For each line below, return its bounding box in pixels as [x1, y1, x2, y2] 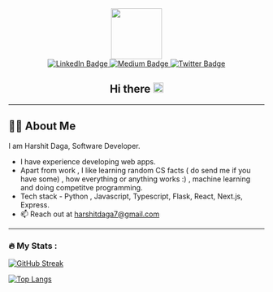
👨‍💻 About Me [8, 120, 76, 133]
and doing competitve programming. [19, 182, 144, 192]
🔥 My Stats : [8, 240, 58, 251]
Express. [19, 199, 50, 210]
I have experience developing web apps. [19, 156, 156, 166]
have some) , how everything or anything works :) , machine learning [19, 174, 251, 184]
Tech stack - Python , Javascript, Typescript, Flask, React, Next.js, [19, 191, 243, 201]
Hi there [109, 82, 151, 96]
